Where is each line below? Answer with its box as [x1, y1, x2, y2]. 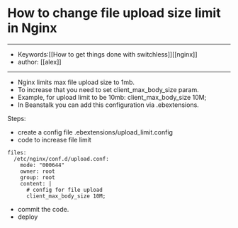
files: [7, 149, 27, 156]
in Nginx [7, 20, 57, 36]
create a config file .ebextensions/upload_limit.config [17, 127, 174, 136]
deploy [17, 212, 38, 221]
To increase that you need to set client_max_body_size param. [17, 85, 200, 93]
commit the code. [17, 205, 69, 213]
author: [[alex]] [17, 57, 62, 66]
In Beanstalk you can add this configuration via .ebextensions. [17, 101, 200, 109]
